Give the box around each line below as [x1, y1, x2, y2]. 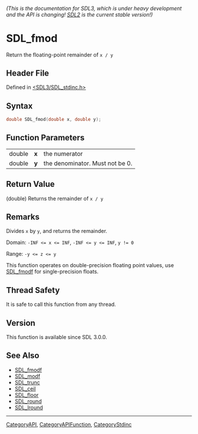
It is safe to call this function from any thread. [6, 301, 116, 308]
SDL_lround [14, 404, 43, 411]
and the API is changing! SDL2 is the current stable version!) [6, 11, 153, 18]
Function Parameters [6, 133, 85, 143]
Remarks [6, 212, 40, 222]
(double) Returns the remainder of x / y [6, 195, 104, 202]
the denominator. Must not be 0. [43, 159, 133, 167]
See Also [6, 351, 39, 361]
